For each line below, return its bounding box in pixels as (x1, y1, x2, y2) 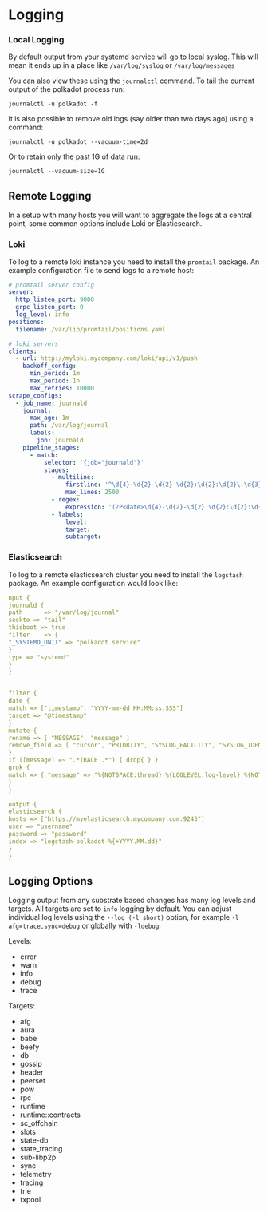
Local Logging (8, 34, 65, 46)
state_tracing (19, 1144, 63, 1154)
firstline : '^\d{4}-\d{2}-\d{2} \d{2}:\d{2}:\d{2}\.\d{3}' (65, 481, 266, 489)
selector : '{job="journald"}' (43, 458, 145, 466)
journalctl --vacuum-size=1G (8, 168, 105, 176)
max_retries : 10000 (29, 384, 94, 392)
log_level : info (15, 311, 69, 319)
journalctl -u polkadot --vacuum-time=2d (8, 138, 148, 146)
